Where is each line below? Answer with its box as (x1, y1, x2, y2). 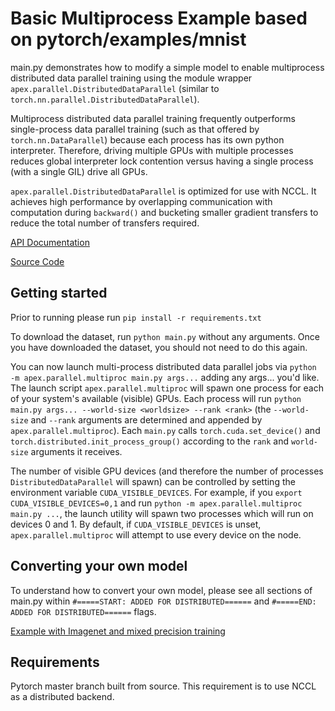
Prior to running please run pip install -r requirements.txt (10, 311, 262, 323)
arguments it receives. (30, 445, 123, 457)
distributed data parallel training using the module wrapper (10, 72, 253, 84)
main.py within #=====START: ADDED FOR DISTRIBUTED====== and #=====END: (10, 595, 317, 607)
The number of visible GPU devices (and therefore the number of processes (10, 465, 324, 477)
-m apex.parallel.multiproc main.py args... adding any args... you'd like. (10, 371, 320, 383)
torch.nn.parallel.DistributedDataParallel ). (10, 93, 200, 105)
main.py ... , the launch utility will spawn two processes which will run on (10, 507, 314, 519)
